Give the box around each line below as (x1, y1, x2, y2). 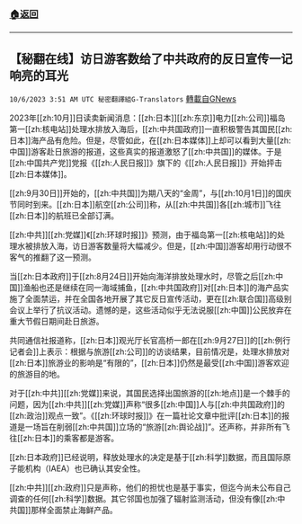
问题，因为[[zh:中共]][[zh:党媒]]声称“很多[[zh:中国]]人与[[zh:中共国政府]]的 (9, 399, 286, 410)
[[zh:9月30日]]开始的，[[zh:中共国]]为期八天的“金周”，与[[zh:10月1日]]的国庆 (9, 188, 292, 199)
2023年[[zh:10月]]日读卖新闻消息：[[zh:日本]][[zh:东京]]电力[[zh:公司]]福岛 (9, 112, 286, 123)
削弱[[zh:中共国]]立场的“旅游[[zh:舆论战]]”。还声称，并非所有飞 (56, 422, 290, 432)
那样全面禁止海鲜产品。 (31, 505, 119, 516)
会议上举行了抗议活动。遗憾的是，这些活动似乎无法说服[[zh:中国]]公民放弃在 (9, 305, 292, 315)
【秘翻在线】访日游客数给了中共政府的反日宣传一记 (9, 51, 293, 67)
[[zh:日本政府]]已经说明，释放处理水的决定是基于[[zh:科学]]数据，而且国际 (9, 452, 283, 463)
